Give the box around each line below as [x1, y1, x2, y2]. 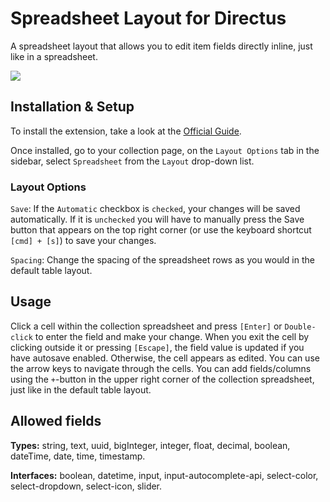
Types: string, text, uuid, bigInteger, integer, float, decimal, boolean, [10, 439, 291, 451]
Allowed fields [10, 413, 102, 430]
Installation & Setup [10, 98, 135, 116]
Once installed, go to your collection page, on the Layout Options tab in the [10, 144, 320, 156]
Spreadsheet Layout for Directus [10, 7, 287, 30]
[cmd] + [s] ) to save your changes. [10, 235, 157, 247]
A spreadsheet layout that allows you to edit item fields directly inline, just [10, 40, 313, 52]
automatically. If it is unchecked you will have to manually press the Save [10, 213, 305, 226]
